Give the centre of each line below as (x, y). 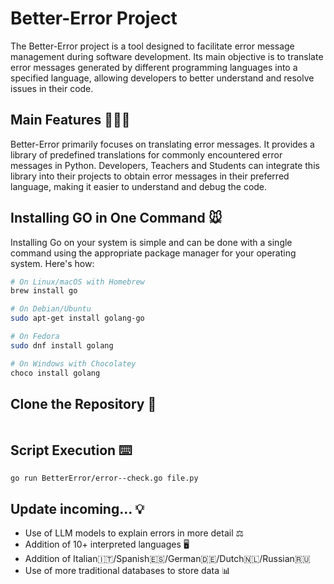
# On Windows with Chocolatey (73, 363)
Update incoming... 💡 (77, 508)
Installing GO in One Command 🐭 (116, 218)
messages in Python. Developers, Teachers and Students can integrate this (165, 165)
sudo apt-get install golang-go (77, 318)
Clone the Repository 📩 (83, 403)
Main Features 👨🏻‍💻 (70, 120)
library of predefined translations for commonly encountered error (146, 154)
